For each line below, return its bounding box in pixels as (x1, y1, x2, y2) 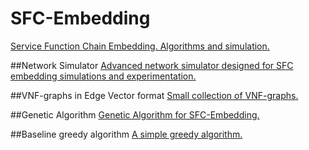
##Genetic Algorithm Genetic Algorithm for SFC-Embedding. (10, 108, 260, 121)
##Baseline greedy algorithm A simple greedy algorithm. (10, 128, 243, 140)
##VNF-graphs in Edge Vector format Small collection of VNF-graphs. (10, 89, 299, 101)
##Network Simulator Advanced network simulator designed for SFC (10, 59, 294, 71)
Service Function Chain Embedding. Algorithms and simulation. (10, 40, 270, 52)
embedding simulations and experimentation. (10, 70, 197, 82)
